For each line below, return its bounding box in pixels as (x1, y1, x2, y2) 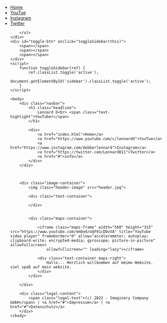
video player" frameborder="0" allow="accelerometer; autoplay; (10, 234, 149, 239)
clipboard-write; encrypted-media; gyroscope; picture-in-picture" (10, 238, 155, 243)
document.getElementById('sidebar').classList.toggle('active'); (10, 79, 151, 84)
